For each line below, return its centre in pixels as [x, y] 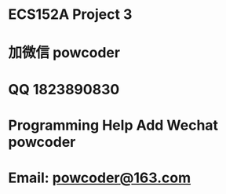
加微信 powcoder [64, 53]
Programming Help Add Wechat [113, 125]
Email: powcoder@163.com [99, 178]
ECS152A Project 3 [70, 15]
